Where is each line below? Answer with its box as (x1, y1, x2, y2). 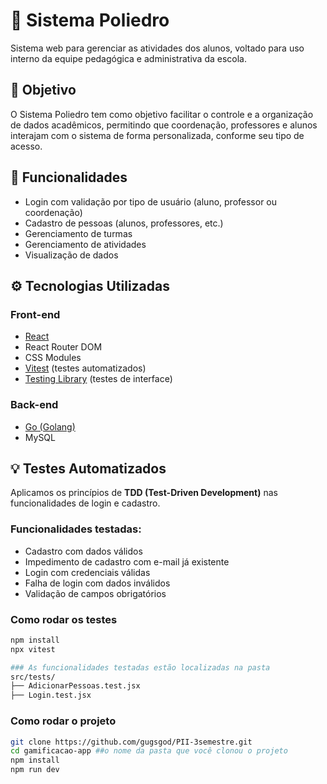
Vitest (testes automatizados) (24, 362, 147, 374)
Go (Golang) (24, 420, 76, 433)
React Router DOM (24, 341, 103, 353)
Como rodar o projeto (10, 714, 117, 728)
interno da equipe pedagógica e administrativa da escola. (10, 52, 247, 64)
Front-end (10, 307, 61, 321)
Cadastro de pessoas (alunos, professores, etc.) (24, 217, 224, 229)
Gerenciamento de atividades (24, 238, 147, 250)
